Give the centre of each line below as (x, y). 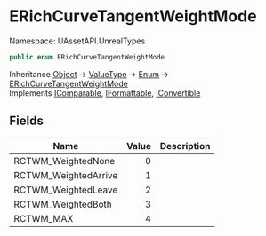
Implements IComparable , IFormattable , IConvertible (105, 93)
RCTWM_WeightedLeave (66, 190)
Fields (27, 121)
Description (185, 146)
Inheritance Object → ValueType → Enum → (89, 74)
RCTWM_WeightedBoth (63, 204)
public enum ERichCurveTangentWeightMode (87, 57)
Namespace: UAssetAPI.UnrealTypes (77, 41)
